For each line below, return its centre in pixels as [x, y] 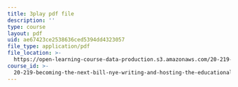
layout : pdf [25, 33]
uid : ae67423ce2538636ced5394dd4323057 [66, 40]
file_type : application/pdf [49, 46]
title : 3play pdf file [41, 14]
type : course [27, 27]
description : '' [31, 20]
